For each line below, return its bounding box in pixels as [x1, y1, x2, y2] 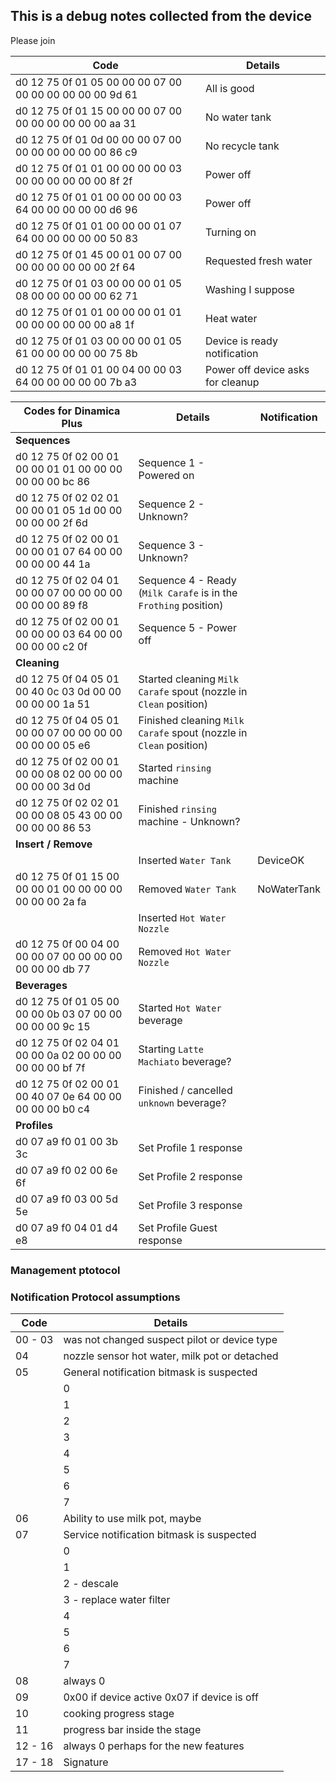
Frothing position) [138, 598, 224, 612]
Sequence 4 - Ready [138, 573, 237, 587]
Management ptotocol [10, 1263, 121, 1277]
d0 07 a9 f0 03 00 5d [15, 1192, 119, 1206]
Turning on [205, 225, 257, 239]
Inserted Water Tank [138, 853, 232, 867]
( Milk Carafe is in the [138, 585, 238, 599]
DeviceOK [257, 853, 305, 867]
